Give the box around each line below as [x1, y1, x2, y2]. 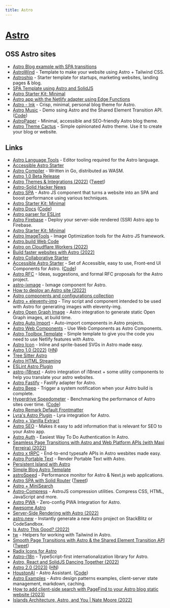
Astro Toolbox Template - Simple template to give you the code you [12, 331, 154, 337]
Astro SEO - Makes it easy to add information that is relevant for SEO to [12, 423, 162, 430]
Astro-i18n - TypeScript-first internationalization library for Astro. [12, 553, 149, 560]
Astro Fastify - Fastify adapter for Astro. [12, 379, 97, 386]
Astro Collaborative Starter [12, 255, 69, 261]
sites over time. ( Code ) [12, 401, 61, 408]
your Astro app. [12, 429, 46, 435]
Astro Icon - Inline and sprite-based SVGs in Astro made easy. [12, 342, 143, 348]
